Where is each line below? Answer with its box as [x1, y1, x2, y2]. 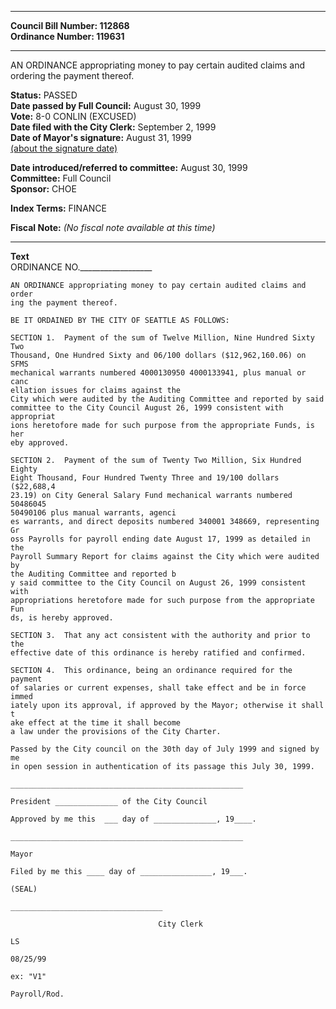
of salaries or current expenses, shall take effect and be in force [10, 683, 307, 693]
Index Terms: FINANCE [10, 202, 108, 214]
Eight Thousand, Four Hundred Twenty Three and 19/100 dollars [10, 473, 280, 483]
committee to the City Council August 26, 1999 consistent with [10, 403, 284, 413]
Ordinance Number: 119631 [10, 31, 125, 42]
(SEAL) [10, 884, 38, 894]
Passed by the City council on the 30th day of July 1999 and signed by [10, 744, 320, 754]
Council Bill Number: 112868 [10, 20, 130, 31]
